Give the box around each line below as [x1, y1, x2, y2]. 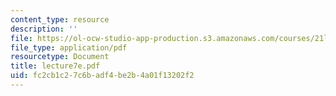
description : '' [10, 24, 78, 34]
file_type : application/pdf [10, 42, 128, 53]
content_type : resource [10, 14, 110, 25]
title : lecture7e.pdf [10, 61, 101, 71]
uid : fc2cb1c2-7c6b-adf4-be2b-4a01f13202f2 [10, 71, 195, 81]
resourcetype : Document [10, 52, 110, 62]
